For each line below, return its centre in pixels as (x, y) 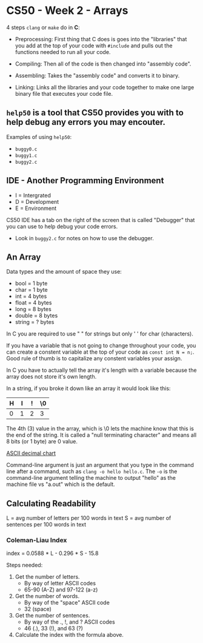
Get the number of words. (47, 596)
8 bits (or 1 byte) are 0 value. (42, 442)
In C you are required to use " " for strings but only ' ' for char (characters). (100, 334)
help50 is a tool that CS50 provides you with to (95, 113)
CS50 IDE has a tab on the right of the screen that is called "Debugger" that (101, 220)
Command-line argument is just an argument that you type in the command (100, 465)
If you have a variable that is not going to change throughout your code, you (101, 346)
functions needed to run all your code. (63, 52)
